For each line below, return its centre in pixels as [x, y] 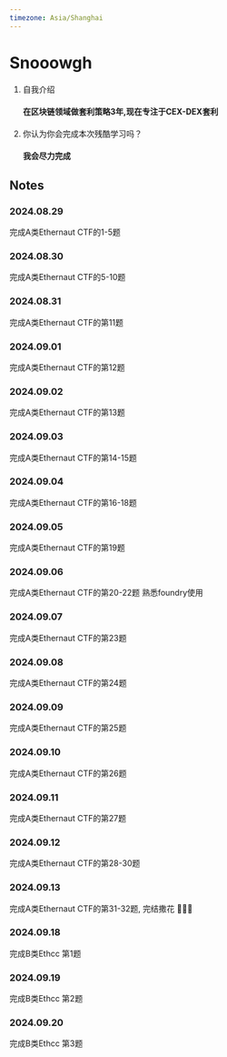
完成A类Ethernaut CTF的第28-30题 [75, 863]
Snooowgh [51, 62]
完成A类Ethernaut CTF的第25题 [68, 728]
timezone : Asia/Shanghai [56, 18]
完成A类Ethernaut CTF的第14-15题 [74, 458]
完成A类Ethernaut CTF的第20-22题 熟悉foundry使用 [107, 593]
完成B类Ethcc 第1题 [45, 953]
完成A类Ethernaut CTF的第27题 [68, 818]
